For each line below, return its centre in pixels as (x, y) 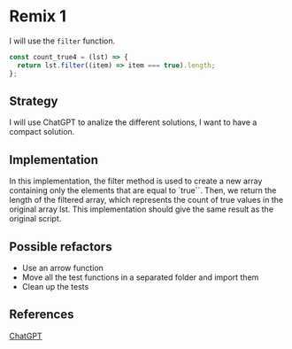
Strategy (34, 101)
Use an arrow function (63, 268)
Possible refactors (61, 247)
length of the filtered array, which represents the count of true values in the (146, 200)
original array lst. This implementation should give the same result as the (142, 209)
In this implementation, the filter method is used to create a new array (136, 181)
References (42, 315)
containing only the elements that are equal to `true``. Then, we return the (143, 190)
